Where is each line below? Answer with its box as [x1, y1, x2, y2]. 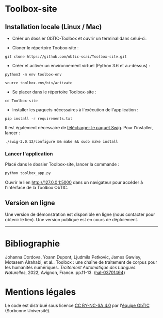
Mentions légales [5, 287, 76, 298]
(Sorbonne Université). [5, 307, 51, 313]
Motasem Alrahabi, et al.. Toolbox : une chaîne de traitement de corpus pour [5, 259, 158, 265]
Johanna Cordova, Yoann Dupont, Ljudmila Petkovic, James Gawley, [5, 254, 142, 260]
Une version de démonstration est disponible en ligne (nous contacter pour [5, 212, 155, 217]
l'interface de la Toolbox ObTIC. [5, 185, 68, 191]
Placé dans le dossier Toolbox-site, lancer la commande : [5, 161, 120, 167]
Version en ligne [5, 198, 55, 207]
